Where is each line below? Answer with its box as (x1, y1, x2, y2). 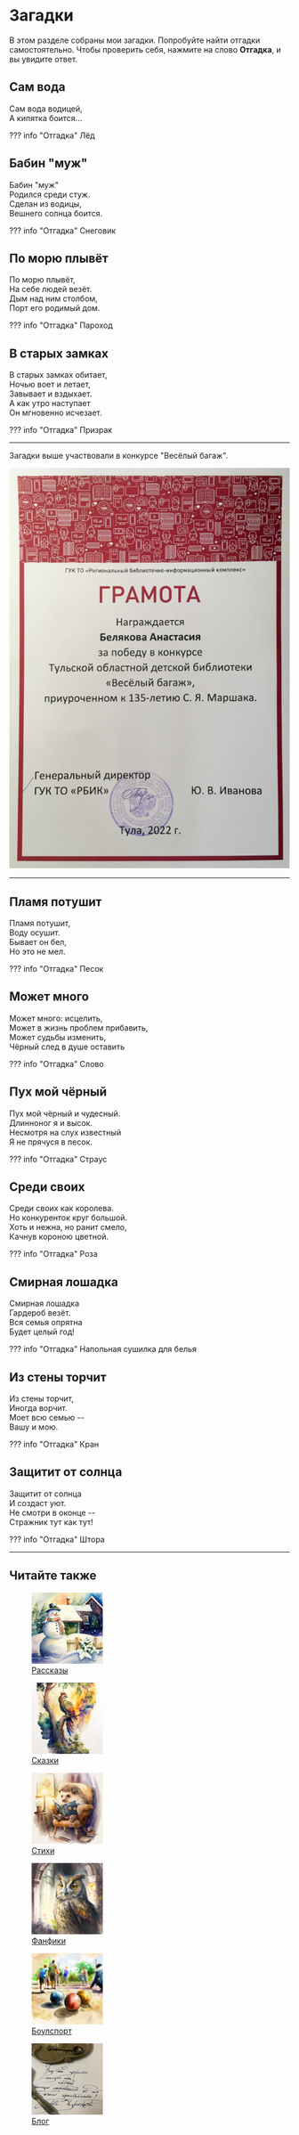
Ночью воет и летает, (9, 379, 91, 390)
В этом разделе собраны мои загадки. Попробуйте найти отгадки (9, 35, 261, 45)
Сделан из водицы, (9, 198, 82, 209)
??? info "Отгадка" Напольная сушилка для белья (9, 1344, 198, 1355)
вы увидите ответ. (9, 53, 78, 64)
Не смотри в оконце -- (9, 1507, 96, 1518)
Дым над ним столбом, (9, 293, 98, 304)
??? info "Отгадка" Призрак (9, 425, 113, 436)
